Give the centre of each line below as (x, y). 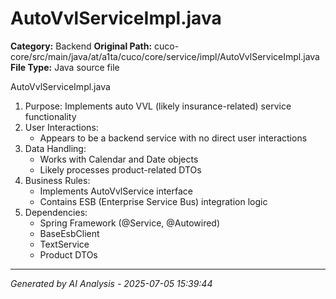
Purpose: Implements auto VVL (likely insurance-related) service (158, 106)
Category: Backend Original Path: (81, 46)
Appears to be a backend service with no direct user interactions (173, 138)
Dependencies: (56, 212)
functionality (50, 116)
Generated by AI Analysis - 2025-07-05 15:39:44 (111, 283)
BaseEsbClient (69, 233)
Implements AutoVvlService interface (116, 191)
